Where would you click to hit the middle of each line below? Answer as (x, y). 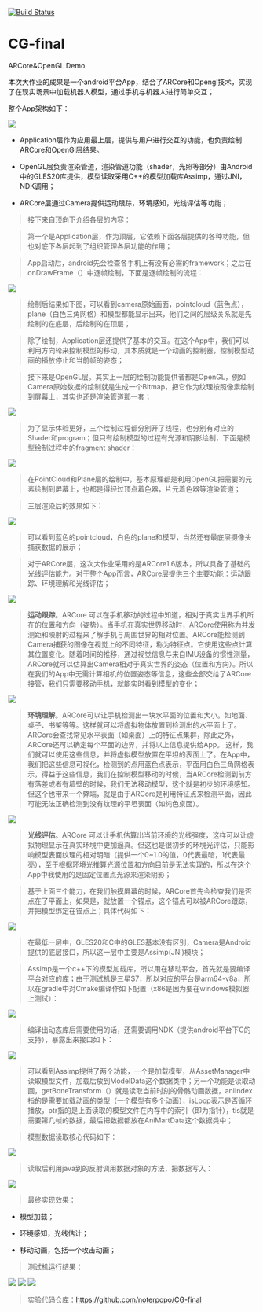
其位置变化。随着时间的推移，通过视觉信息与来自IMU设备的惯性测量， (141, 654)
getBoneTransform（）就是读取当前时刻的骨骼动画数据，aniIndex (147, 1090)
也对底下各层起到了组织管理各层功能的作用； (100, 246)
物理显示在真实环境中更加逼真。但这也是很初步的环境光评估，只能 (141, 845)
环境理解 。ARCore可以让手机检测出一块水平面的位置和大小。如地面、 (140, 715)
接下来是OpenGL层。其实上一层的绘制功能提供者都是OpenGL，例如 (136, 377)
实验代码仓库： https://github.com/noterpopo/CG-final (114, 1299)
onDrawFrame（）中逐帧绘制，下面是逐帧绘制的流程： (115, 272)
